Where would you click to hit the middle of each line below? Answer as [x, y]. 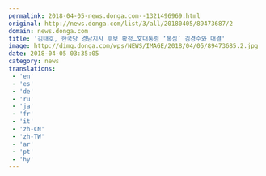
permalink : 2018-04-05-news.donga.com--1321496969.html [104, 16]
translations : [32, 69]
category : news [34, 62]
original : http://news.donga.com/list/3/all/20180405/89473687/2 [120, 24]
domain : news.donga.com [49, 31]
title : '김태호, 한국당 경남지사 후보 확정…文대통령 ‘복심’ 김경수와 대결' [117, 39]
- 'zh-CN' [28, 129]
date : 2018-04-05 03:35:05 [54, 54]
